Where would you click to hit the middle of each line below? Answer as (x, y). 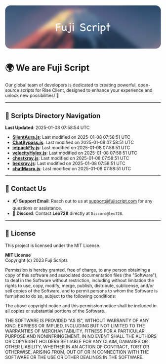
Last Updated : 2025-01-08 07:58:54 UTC (47, 128)
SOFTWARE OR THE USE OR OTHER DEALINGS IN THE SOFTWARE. (74, 357)
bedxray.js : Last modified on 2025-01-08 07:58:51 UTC (69, 163)
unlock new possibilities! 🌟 (32, 96)
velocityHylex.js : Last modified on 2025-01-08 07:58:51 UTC (75, 153)
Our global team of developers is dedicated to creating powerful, (71, 85)
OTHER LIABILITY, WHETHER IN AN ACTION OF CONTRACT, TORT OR (77, 347)
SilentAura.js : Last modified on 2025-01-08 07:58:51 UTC (71, 137)
